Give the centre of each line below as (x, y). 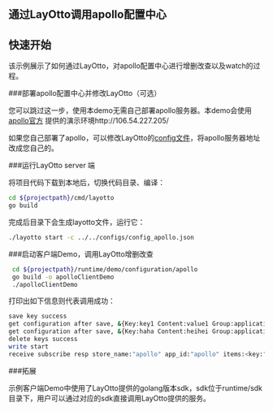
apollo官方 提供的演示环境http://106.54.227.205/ (89, 121)
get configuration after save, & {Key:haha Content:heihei (108, 331)
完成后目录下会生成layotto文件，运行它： (77, 222)
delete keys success (43, 340)
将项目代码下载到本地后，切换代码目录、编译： (87, 183)
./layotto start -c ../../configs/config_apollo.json (102, 237)
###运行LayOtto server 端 (52, 166)
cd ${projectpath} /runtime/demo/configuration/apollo (105, 269)
